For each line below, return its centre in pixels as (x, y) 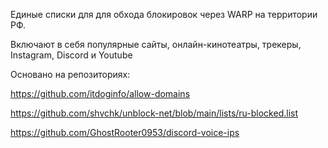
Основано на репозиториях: (70, 74)
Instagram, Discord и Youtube (71, 55)
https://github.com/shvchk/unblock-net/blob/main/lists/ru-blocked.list (154, 113)
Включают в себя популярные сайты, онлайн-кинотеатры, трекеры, (156, 44)
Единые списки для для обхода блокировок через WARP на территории (164, 14)
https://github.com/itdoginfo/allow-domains (100, 93)
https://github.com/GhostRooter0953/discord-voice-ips (125, 132)
